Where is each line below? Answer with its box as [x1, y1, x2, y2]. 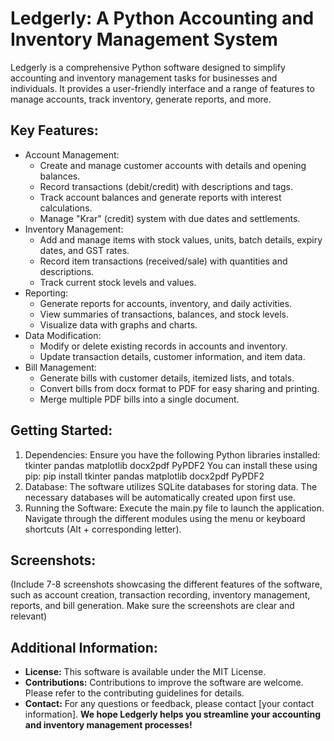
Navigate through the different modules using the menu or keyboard [24, 512, 306, 524]
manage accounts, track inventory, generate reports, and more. [10, 93, 272, 105]
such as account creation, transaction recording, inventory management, [10, 589, 311, 601]
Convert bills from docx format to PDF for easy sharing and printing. [39, 382, 320, 394]
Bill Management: [24, 361, 97, 373]
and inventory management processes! [24, 719, 193, 731]
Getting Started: [10, 422, 113, 439]
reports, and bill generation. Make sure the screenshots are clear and [10, 600, 295, 612]
